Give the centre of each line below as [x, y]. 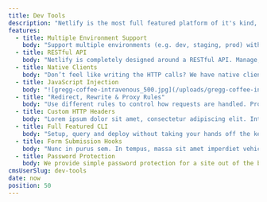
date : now [25, 179]
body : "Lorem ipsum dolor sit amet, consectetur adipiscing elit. [135, 119]
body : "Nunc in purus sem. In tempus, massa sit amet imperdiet [131, 149]
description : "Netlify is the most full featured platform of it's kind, [133, 23]
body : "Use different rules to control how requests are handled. [135, 104]
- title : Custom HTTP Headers [65, 112]
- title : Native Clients [56, 68]
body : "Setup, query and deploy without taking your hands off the [136, 134]
